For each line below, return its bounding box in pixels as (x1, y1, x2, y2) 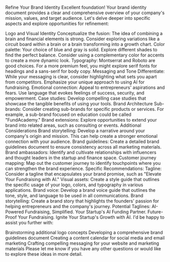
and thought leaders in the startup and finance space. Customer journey (5, 155, 156, 161)
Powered (5, 209, 24, 215)
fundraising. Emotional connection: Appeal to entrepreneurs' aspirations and (5, 84, 165, 91)
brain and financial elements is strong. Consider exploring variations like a (5, 36, 160, 42)
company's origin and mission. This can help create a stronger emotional (5, 133, 158, 139)
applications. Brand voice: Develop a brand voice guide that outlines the (5, 187, 156, 193)
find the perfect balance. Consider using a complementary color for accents (5, 52, 164, 58)
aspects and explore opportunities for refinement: (5, 20, 109, 26)
